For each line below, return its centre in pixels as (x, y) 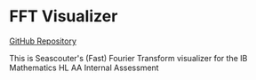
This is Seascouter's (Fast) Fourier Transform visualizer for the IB (128, 58)
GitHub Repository (43, 41)
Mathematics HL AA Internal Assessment (84, 68)
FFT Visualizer (64, 16)
